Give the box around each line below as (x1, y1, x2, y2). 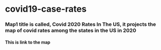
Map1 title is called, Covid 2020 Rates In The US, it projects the (5, 21, 156, 28)
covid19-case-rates (5, 3, 87, 15)
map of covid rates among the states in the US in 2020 (5, 27, 137, 34)
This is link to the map (5, 39, 50, 45)
